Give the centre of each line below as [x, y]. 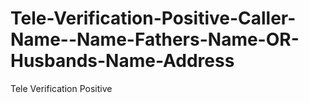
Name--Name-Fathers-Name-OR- [155, 39]
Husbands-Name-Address [122, 61]
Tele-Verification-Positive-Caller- [153, 18]
